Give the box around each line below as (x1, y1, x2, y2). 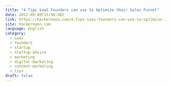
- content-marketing (10, 64, 53, 69)
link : (5, 17, 17, 22)
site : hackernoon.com (5, 21, 51, 27)
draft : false (5, 73, 33, 78)
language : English (5, 26, 44, 31)
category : (5, 31, 26, 36)
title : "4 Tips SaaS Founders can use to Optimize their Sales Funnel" (5, 7, 159, 13)
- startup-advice (10, 50, 47, 55)
